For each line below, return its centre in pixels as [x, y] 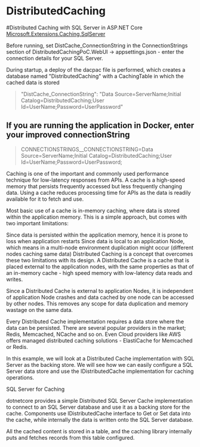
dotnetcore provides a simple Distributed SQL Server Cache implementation [99, 400]
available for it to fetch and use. [45, 199]
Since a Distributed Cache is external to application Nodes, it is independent [100, 290]
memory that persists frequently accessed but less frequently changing [94, 186]
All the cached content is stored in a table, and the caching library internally [99, 431]
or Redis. [17, 347]
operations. [20, 377]
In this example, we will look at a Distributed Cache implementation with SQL [100, 358]
